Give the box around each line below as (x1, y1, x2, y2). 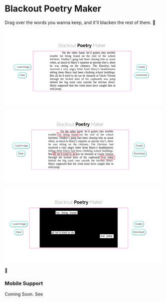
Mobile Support (4, 280, 43, 287)
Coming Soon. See (4, 291, 43, 297)
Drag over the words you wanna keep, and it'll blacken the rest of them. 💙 (4, 19, 156, 25)
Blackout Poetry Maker (4, 3, 102, 14)
